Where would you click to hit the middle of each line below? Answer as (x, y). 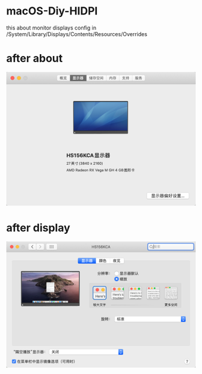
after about (35, 59)
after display (38, 228)
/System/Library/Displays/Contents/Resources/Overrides (77, 34)
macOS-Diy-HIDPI (52, 11)
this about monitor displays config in (51, 28)
